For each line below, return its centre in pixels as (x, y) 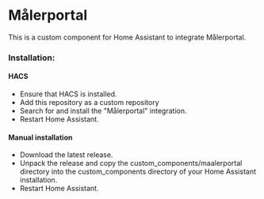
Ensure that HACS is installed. (68, 94)
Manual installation (40, 137)
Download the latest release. (66, 155)
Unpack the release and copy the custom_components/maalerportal (131, 163)
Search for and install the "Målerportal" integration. (103, 111)
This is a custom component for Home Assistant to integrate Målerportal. (127, 37)
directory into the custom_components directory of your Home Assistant (138, 171)
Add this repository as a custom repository (90, 103)
